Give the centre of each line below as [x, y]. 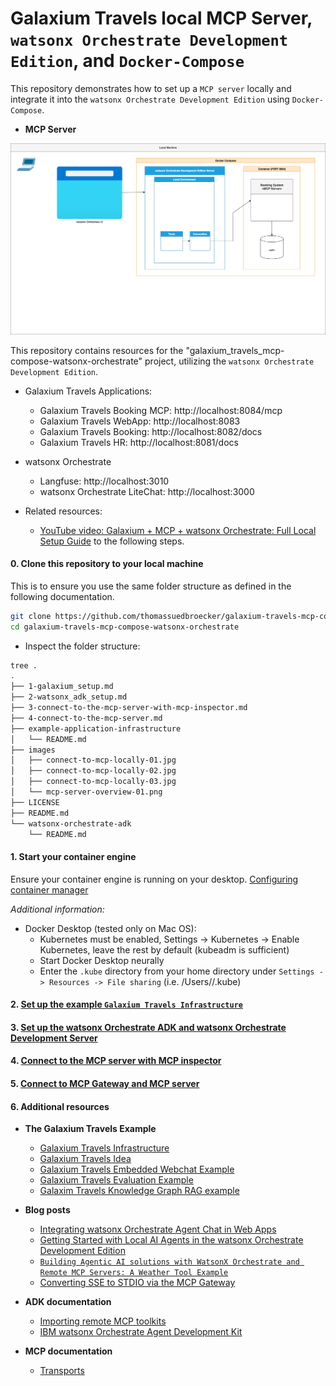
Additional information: [57, 909]
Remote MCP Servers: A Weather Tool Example [134, 1273]
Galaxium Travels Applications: [88, 391]
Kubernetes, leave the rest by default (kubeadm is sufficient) [164, 949]
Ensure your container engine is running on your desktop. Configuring [154, 879]
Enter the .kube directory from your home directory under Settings [177, 971]
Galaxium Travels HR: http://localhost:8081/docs [139, 442]
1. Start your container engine [73, 856]
